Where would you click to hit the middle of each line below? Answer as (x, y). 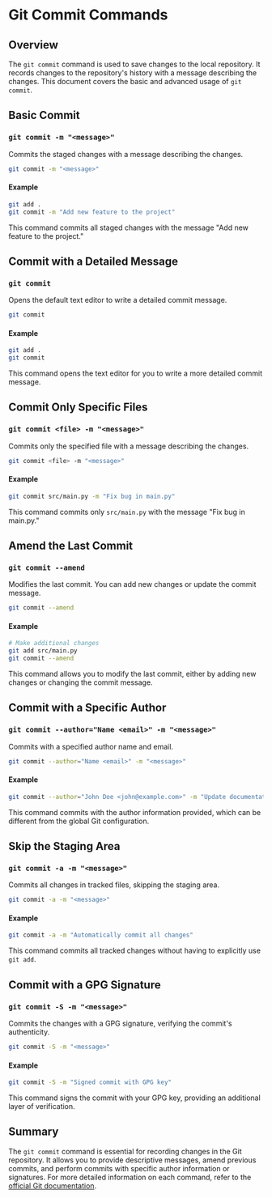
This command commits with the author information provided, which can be (135, 812)
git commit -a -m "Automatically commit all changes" (101, 935)
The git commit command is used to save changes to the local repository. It (134, 64)
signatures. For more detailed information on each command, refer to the (130, 1177)
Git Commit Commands (88, 15)
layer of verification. (42, 1106)
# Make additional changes (54, 644)
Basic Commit (44, 115)
